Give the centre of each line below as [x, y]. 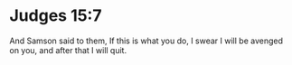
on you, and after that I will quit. [68, 50]
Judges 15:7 [56, 16]
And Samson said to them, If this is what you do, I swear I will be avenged [146, 41]
